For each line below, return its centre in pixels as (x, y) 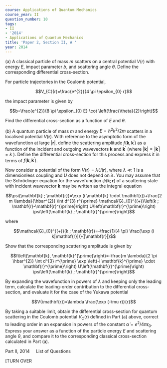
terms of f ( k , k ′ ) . (21, 160)
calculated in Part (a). (27, 341)
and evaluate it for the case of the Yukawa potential (76, 292)
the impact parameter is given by (39, 101)
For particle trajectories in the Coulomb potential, (56, 82)
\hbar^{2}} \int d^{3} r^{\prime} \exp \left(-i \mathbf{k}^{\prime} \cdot (84, 261)
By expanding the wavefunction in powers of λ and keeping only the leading (83, 281)
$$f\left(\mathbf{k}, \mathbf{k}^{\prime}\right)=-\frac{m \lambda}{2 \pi (84, 256)
